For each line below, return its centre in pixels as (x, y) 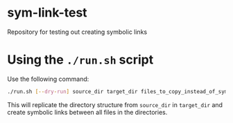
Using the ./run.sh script (80, 60)
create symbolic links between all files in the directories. (87, 112)
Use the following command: (48, 79)
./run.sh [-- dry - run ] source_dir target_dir (72, 91)
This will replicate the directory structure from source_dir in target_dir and (115, 104)
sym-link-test (48, 13)
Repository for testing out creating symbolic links (77, 32)
